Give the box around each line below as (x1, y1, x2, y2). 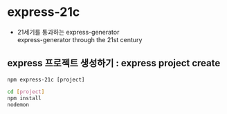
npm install (7, 95, 42, 102)
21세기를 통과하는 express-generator (17, 28, 120, 36)
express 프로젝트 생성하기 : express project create (7, 57, 221, 69)
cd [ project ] (7, 88, 45, 95)
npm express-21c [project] (7, 76, 85, 83)
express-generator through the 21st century (17, 35, 143, 44)
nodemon (7, 101, 30, 108)
